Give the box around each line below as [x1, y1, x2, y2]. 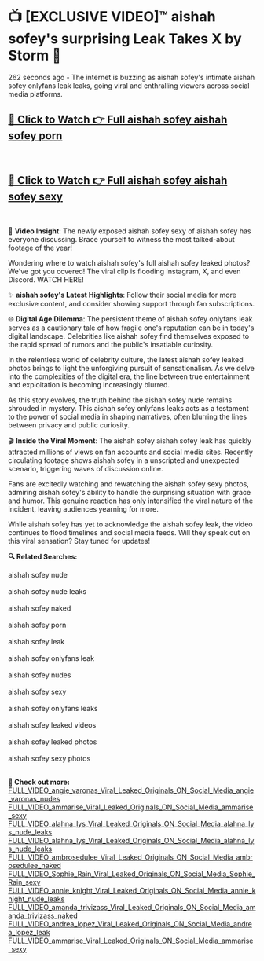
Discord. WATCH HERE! [8, 274, 84, 284]
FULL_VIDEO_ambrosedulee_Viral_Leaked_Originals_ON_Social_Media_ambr [8, 852, 253, 862]
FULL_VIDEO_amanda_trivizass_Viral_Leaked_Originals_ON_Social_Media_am [8, 902, 256, 911]
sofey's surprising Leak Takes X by [8, 30, 242, 48]
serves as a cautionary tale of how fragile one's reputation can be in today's [8, 323, 255, 332]
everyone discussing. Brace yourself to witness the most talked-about [8, 234, 236, 244]
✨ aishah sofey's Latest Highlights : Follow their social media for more [8, 290, 237, 299]
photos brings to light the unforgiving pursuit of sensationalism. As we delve [8, 363, 255, 372]
